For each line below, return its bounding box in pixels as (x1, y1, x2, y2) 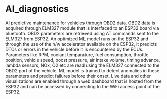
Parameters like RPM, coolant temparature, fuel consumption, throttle (5, 51, 149, 58)
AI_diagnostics (5, 3, 69, 15)
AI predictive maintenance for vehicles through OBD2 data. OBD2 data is (5, 20, 156, 26)
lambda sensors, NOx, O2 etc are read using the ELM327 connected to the (5, 62, 160, 68)
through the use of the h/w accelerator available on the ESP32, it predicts (5, 41, 157, 47)
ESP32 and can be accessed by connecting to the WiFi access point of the (5, 83, 160, 89)
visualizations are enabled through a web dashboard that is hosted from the (5, 78, 162, 84)
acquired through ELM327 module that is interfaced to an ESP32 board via (5, 25, 159, 31)
